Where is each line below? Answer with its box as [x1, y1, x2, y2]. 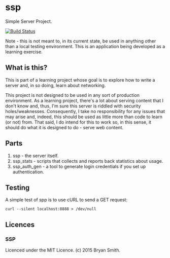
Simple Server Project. [5, 18, 52, 24]
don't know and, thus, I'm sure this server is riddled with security [5, 103, 141, 109]
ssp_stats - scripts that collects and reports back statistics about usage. [12, 158, 163, 164]
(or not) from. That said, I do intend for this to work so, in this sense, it [5, 119, 151, 125]
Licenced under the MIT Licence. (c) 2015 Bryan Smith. [5, 247, 121, 253]
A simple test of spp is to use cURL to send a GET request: [5, 197, 128, 203]
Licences [5, 220, 35, 229]
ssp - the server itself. [12, 153, 59, 159]
